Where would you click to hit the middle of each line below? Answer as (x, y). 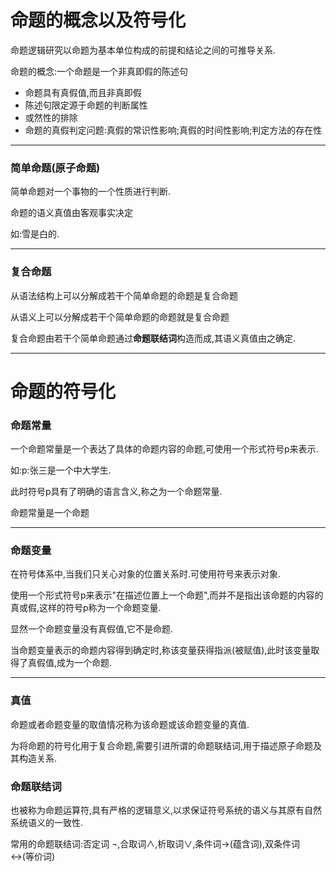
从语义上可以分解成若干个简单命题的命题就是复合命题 (120, 317)
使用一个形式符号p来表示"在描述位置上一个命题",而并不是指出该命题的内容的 (167, 595)
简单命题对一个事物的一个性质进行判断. (91, 192)
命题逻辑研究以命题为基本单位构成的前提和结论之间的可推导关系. (143, 50)
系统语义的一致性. (47, 822)
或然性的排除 (51, 117)
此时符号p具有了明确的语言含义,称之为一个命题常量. (116, 492)
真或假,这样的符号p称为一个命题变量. (86, 608)
